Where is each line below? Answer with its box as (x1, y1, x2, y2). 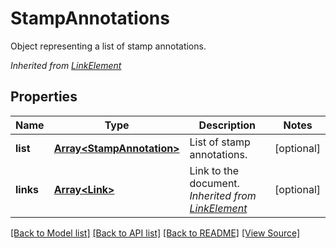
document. (189, 176, 240, 190)
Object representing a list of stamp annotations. (10, 40, 207, 52)
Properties (10, 88, 78, 106)
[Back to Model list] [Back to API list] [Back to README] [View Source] (10, 227, 301, 239)
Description (198, 118, 257, 132)
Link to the (189, 163, 240, 177)
